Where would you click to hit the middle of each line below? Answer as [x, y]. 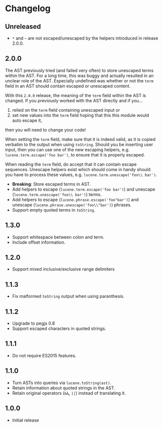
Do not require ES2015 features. [44, 355]
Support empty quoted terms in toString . [54, 210]
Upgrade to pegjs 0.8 [33, 323]
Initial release [25, 420]
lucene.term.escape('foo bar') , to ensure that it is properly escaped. [75, 155]
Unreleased [23, 27]
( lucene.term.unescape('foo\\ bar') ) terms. [57, 194]
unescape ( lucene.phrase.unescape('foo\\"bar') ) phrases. [72, 205]
